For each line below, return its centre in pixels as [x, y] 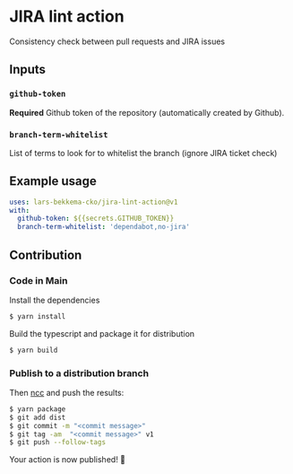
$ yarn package [38, 409]
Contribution [46, 255]
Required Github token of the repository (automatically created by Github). [147, 112]
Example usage [53, 181]
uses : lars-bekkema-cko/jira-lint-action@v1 [94, 202]
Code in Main [39, 280]
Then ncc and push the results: [67, 392]
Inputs [28, 70]
